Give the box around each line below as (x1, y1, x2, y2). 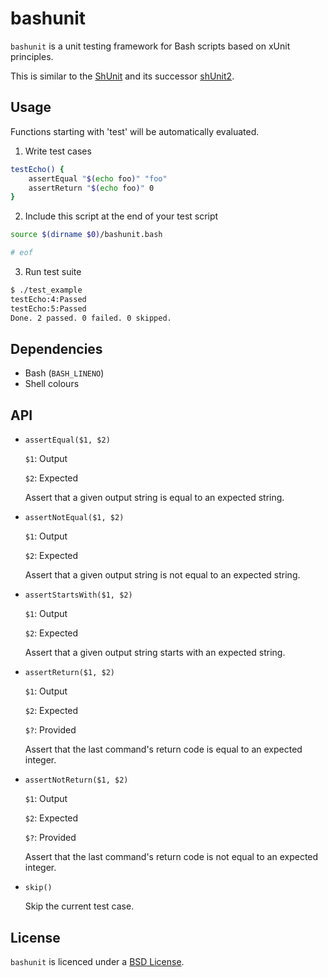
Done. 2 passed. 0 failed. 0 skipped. (10, 313, 172, 323)
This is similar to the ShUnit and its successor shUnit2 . (10, 70, 235, 82)
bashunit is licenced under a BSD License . (10, 955, 185, 967)
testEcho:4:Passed (10, 294, 87, 304)
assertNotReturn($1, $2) (24, 775, 129, 786)
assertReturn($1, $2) (24, 668, 115, 678)
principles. (10, 50, 54, 62)
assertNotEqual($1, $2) (24, 513, 125, 523)
